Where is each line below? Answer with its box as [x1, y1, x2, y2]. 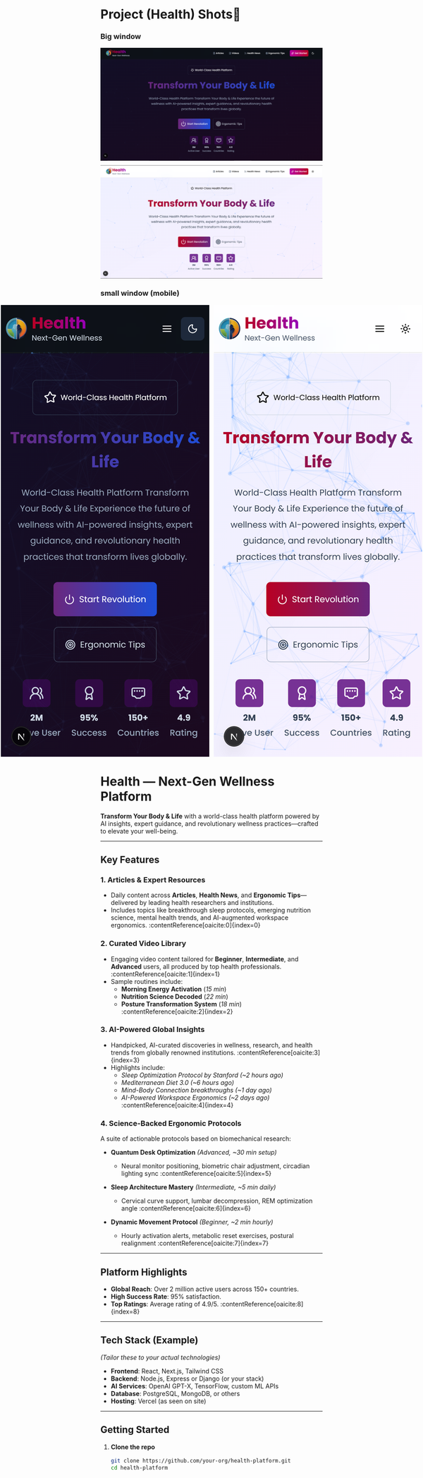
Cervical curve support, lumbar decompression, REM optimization [121, 1196, 313, 1206]
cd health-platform [110, 1465, 168, 1472]
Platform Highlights [100, 1266, 188, 1278]
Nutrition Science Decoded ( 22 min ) [121, 992, 228, 1001]
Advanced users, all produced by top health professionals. [110, 962, 282, 971]
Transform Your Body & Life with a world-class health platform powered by [100, 812, 320, 820]
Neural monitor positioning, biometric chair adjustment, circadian [121, 1162, 310, 1170]
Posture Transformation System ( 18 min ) [121, 999, 243, 1008]
